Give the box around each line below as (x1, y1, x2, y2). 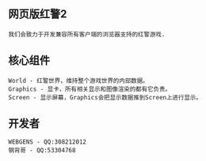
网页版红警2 (8, 7, 67, 21)
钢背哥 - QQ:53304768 (8, 147, 76, 155)
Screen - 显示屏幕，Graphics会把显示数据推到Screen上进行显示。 (8, 93, 202, 101)
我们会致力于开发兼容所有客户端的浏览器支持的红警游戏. (8, 30, 166, 38)
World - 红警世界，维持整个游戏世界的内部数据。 (8, 77, 149, 84)
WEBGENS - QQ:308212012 (8, 138, 87, 146)
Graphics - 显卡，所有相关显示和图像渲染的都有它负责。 (8, 85, 172, 93)
